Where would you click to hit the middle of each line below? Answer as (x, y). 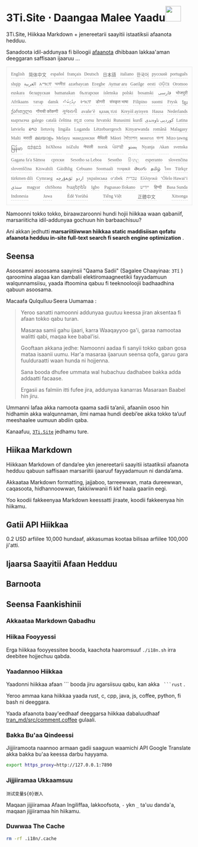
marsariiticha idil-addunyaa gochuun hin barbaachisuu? (74, 220)
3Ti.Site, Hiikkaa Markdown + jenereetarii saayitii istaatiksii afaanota (89, 34)
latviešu (18, 129)
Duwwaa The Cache (35, 826)
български (89, 93)
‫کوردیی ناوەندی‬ (159, 120)
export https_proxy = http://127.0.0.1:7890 (59, 765)
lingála (64, 129)
